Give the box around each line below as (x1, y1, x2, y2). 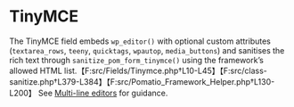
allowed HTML (9, 65, 62, 76)
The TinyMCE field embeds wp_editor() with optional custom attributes (9, 36, 272, 46)
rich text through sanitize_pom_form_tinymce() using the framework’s (9, 54, 265, 65)
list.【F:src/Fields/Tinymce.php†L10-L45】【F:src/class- (63, 65, 267, 76)
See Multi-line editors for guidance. (38, 87, 168, 98)
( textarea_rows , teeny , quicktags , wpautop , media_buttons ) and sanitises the (9, 45, 285, 55)
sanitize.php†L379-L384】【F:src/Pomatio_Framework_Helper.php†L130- (9, 76, 275, 86)
